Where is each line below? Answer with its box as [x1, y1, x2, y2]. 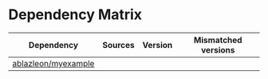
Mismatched [194, 34, 242, 45]
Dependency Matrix [8, 6, 142, 24]
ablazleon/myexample [12, 57, 95, 69]
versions [200, 44, 235, 55]
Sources [102, 39, 135, 50]
